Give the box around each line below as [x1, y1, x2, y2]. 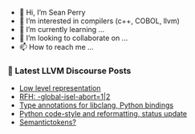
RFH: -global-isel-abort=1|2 [18, 92, 111, 102]
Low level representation [18, 83, 101, 93]
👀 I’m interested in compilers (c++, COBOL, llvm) [18, 16, 180, 26]
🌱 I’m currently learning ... [18, 25, 105, 34]
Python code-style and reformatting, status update [18, 109, 188, 119]
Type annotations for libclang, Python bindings [18, 100, 174, 110]
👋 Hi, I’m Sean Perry [18, 8, 86, 17]
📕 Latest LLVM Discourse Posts [7, 65, 132, 76]
